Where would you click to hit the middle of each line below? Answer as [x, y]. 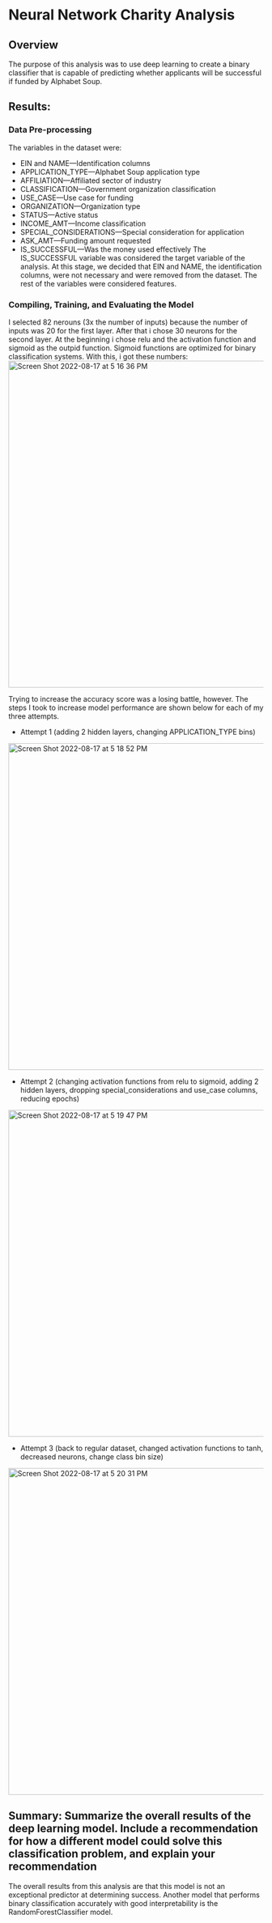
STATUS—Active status [59, 214]
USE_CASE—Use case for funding [76, 197]
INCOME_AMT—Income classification [83, 223]
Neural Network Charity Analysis [122, 15]
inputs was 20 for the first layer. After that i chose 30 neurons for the [123, 330]
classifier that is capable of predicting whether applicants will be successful [135, 73]
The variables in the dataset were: [65, 147]
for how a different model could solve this [115, 1842]
